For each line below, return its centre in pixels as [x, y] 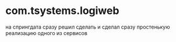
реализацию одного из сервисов [47, 33]
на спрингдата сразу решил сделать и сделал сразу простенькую [88, 27]
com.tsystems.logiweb [62, 11]
